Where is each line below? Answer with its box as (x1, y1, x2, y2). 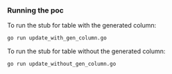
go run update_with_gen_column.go (7, 35, 108, 41)
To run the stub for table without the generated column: (7, 47, 166, 55)
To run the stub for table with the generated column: (7, 21, 157, 30)
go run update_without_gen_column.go (7, 61, 117, 68)
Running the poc (7, 6, 64, 15)
